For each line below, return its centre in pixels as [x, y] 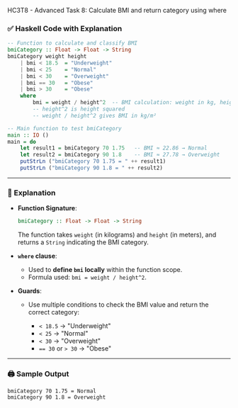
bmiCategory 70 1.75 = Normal [52, 391]
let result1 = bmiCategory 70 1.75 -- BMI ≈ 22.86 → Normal [114, 148]
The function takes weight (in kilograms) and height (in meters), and [117, 235]
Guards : [30, 291]
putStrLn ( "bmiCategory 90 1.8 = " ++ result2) [91, 168]
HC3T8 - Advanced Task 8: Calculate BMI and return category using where [117, 10]
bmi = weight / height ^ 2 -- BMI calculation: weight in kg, [125, 103]
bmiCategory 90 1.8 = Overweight [57, 397]
